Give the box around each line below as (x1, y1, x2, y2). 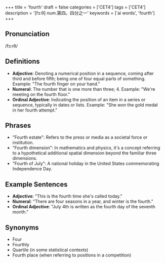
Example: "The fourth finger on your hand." (12, 81, 100, 87)
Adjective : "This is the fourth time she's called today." (12, 193, 123, 199)
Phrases (5, 121, 31, 130)
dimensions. (12, 155, 38, 161)
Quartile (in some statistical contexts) (12, 247, 88, 253)
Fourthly (12, 242, 30, 248)
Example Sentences (5, 180, 68, 188)
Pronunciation (5, 30, 50, 38)
